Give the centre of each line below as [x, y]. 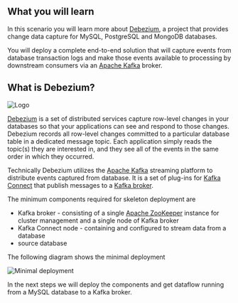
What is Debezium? [51, 88]
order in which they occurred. [51, 156]
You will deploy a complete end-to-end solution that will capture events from [119, 50]
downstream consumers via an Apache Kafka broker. [85, 65]
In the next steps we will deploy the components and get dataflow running [116, 285]
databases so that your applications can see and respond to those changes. [118, 126]
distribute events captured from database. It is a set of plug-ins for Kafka [114, 178]
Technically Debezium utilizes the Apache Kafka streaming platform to [110, 170]
